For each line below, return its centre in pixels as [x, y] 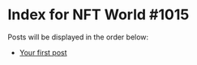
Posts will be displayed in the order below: [78, 37]
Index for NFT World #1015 [98, 15]
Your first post [43, 52]
